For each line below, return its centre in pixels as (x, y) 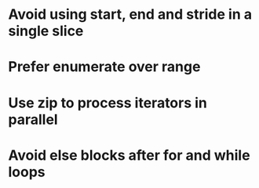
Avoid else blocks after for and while (129, 155)
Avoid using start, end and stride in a (130, 14)
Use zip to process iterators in (108, 103)
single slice (46, 31)
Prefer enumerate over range (104, 67)
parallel (33, 119)
